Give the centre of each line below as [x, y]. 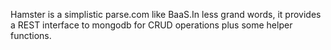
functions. [31, 35]
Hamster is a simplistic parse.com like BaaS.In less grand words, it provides [166, 14]
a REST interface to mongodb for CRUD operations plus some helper [151, 25]
